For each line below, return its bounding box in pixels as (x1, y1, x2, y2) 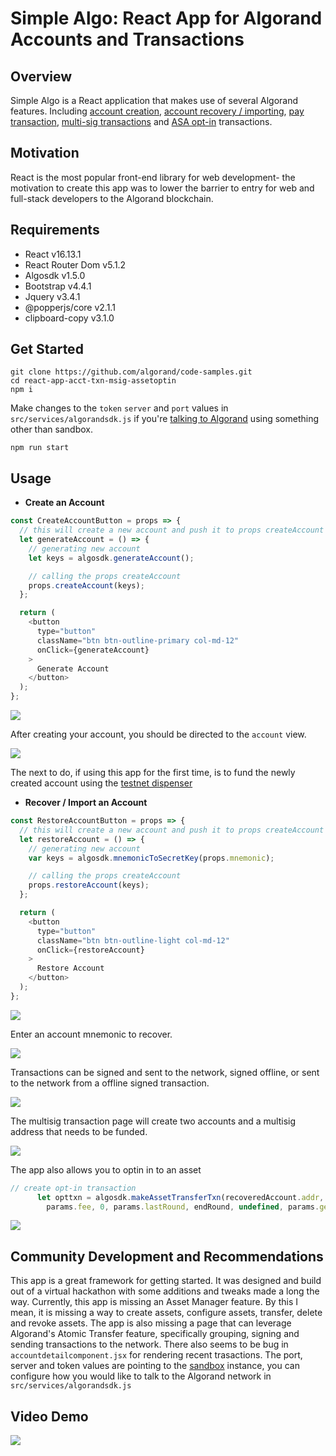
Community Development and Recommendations (10, 1248, 324, 1265)
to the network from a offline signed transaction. (10, 1077, 210, 1089)
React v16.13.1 (24, 248, 82, 260)
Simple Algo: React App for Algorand (10, 7, 323, 30)
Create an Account (24, 497, 105, 509)
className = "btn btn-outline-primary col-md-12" (36, 635, 240, 646)
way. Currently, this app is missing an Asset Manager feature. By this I (10, 1296, 298, 1308)
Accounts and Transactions (10, 28, 245, 51)
